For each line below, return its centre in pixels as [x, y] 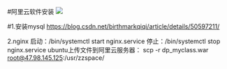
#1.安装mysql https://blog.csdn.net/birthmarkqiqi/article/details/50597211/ [113, 26]
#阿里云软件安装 [31, 11]
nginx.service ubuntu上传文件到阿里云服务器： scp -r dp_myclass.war [108, 50]
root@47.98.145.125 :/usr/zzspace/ [56, 58]
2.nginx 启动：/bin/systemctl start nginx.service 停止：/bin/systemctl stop [114, 41]
